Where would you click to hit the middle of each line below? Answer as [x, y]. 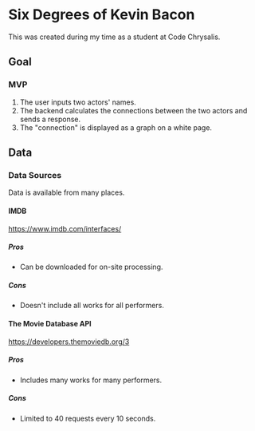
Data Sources [35, 175]
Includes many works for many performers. [91, 380]
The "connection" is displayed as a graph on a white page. [116, 127]
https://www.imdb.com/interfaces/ [65, 228]
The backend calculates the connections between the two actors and [133, 110]
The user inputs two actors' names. [78, 102]
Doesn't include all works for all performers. [92, 306]
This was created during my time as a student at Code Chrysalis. [114, 37]
